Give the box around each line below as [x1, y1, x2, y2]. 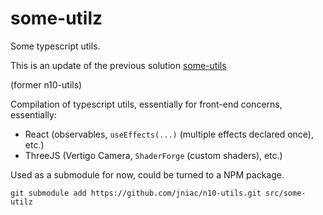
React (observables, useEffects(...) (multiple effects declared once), [24, 128, 314, 140]
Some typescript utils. [10, 40, 101, 52]
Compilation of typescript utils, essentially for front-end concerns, [10, 98, 283, 110]
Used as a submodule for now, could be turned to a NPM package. [10, 168, 285, 181]
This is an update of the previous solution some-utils [10, 59, 227, 71]
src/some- [265, 188, 307, 198]
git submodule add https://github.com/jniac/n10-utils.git [10, 188, 262, 198]
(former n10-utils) [10, 78, 83, 91]
